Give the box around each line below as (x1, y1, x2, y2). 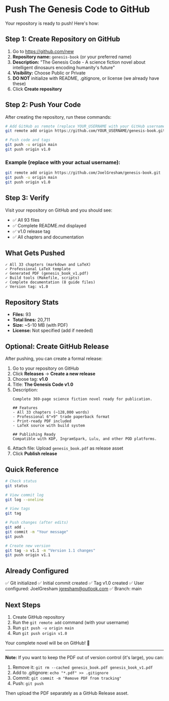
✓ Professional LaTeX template (5, 267, 71, 272)
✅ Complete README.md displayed (12, 222, 87, 228)
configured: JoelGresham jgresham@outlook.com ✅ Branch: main (5, 586, 142, 592)
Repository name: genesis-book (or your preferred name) (12, 54, 132, 60)
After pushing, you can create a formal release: (5, 356, 103, 362)
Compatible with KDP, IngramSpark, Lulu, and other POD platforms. (12, 436, 157, 441)
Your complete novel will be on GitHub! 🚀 (5, 640, 90, 646)
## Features (12, 406, 38, 411)
